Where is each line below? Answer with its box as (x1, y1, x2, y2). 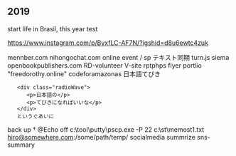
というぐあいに (16, 113, 55, 120)
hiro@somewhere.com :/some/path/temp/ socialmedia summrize (7, 132, 195, 141)
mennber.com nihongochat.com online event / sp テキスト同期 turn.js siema (7, 53, 230, 61)
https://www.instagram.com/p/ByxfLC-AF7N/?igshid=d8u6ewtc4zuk (7, 38, 208, 47)
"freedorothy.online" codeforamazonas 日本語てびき (7, 69, 161, 78)
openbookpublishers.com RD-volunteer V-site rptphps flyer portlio (7, 61, 203, 70)
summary (7, 140, 36, 149)
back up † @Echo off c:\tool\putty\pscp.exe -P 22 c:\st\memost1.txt (7, 125, 205, 134)
